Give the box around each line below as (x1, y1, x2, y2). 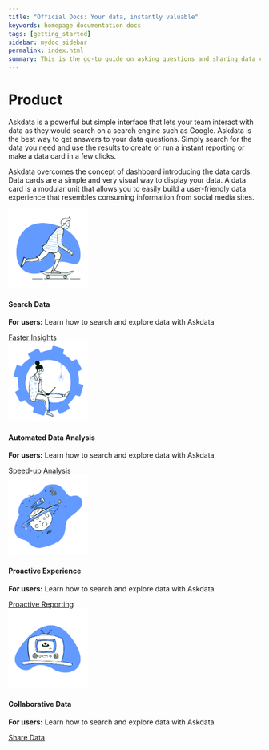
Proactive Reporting (8, 599, 74, 609)
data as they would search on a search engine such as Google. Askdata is (8, 125, 252, 135)
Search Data (8, 299, 50, 308)
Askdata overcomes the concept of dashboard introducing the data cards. (8, 167, 252, 176)
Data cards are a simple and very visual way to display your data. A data (8, 175, 247, 184)
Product (8, 91, 62, 109)
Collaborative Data (8, 700, 72, 709)
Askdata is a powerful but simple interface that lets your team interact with (8, 117, 254, 127)
